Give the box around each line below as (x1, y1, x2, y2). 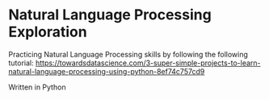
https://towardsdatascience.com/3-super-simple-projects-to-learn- (35, 58, 261, 68)
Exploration (8, 23, 87, 41)
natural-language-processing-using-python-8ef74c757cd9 (8, 66, 205, 76)
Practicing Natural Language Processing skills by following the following (8, 49, 249, 59)
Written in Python (8, 82, 66, 92)
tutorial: (8, 58, 34, 68)
